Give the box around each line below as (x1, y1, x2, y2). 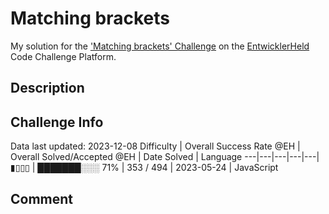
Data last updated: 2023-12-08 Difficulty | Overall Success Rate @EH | (10, 140, 301, 152)
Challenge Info (10, 113, 104, 131)
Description (10, 80, 85, 97)
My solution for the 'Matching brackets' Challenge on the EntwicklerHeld (10, 40, 310, 52)
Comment (10, 190, 74, 207)
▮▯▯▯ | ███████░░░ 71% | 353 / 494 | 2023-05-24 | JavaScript (10, 162, 279, 174)
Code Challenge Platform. (10, 50, 117, 62)
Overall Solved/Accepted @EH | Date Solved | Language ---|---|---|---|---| (10, 151, 320, 163)
